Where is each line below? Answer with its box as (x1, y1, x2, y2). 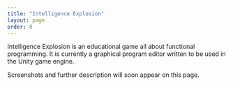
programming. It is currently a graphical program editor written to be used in (7, 50, 227, 58)
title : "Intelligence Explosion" (7, 10, 105, 17)
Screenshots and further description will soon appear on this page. (7, 71, 200, 79)
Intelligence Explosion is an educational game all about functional (7, 43, 195, 51)
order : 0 (7, 23, 33, 30)
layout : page (7, 17, 45, 24)
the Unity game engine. (7, 57, 75, 66)
